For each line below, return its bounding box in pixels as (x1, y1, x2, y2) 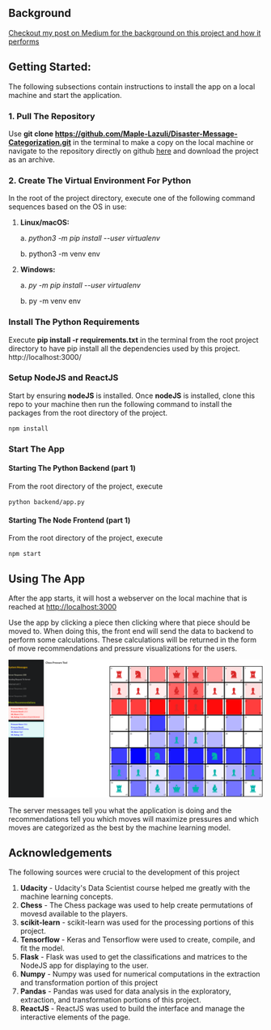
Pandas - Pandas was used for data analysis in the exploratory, (19, 986, 232, 996)
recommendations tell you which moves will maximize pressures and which (8, 814, 259, 823)
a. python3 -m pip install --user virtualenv (19, 233, 160, 243)
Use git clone (8, 129, 54, 139)
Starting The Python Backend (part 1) (8, 464, 136, 473)
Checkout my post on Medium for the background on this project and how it (8, 28, 261, 37)
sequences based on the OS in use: (8, 202, 127, 212)
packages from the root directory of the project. (8, 408, 168, 417)
